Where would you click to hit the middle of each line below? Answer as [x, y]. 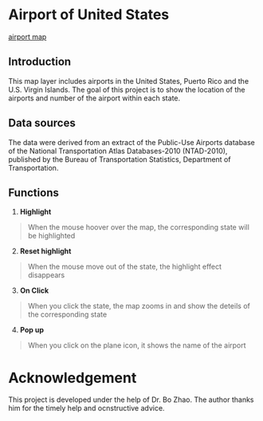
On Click [34, 291]
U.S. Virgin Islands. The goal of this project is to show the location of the [127, 89]
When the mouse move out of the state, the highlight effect [124, 267]
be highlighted [51, 236]
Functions [34, 193]
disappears [46, 275]
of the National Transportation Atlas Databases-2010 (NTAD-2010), [118, 151]
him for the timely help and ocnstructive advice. [86, 408]
